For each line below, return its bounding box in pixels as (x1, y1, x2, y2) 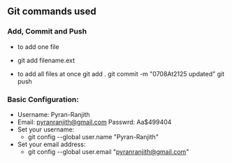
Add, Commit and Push (7, 27, 87, 36)
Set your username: (17, 125, 75, 134)
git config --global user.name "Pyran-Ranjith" (27, 132, 159, 141)
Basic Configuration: (7, 94, 79, 104)
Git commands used (7, 6, 96, 17)
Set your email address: (17, 140, 86, 148)
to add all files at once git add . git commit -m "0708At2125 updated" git (17, 69, 225, 78)
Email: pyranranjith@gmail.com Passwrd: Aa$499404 (17, 118, 172, 126)
